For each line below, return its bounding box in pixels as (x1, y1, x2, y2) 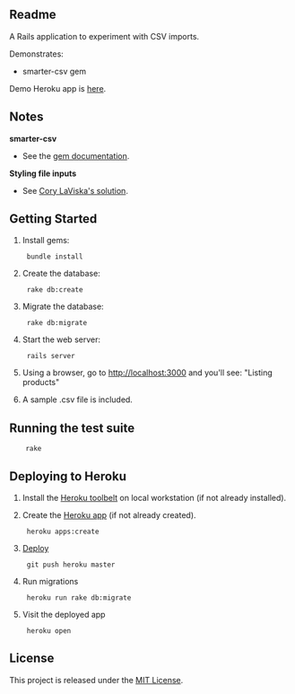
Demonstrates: (9, 48, 65, 59)
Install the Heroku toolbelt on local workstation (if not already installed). (22, 493, 287, 504)
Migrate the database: (22, 301, 105, 312)
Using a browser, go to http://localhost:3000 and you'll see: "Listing (22, 367, 273, 378)
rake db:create (26, 286, 83, 294)
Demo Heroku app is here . (9, 83, 107, 93)
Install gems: (22, 235, 70, 246)
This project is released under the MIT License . (9, 674, 184, 685)
